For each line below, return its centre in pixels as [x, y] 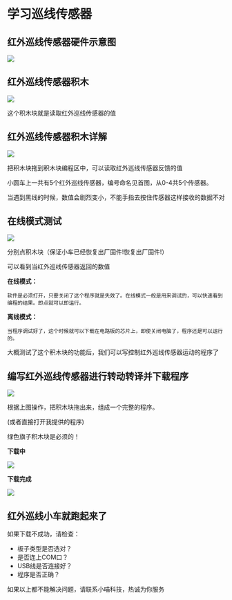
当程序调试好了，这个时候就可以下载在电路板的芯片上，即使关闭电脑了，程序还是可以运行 [115, 331]
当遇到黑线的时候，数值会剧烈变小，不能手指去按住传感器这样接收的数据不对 [116, 197]
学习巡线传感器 [50, 14]
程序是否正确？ [38, 574]
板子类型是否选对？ [45, 549]
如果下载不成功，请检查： [43, 534]
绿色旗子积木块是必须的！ [43, 437]
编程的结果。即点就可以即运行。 [46, 303]
